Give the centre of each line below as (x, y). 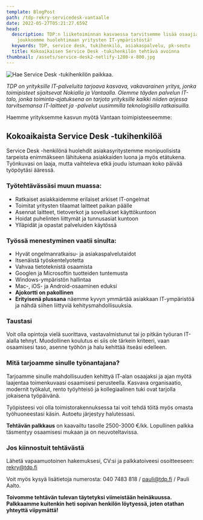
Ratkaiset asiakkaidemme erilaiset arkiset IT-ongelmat (82, 199)
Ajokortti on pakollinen (44, 292)
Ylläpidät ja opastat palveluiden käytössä (66, 225)
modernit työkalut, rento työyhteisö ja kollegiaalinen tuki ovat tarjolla (91, 389)
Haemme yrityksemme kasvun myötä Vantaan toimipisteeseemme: (89, 117)
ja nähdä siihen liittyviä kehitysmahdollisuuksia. (74, 306)
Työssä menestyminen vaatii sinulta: (61, 240)
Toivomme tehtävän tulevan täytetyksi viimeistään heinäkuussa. (89, 497)
